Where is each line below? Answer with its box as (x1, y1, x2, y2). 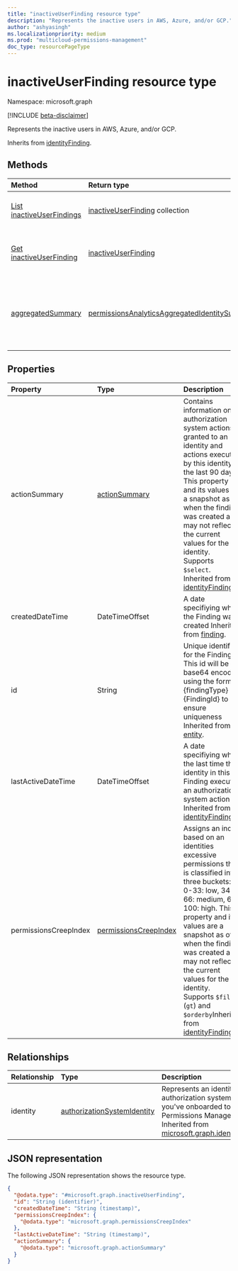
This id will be (183, 659, 229, 668)
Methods (7, 159, 48, 171)
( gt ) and (183, 1000, 211, 1010)
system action (183, 794, 230, 804)
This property (183, 476, 229, 486)
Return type (88, 180, 130, 190)
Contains (183, 396, 214, 406)
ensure (183, 702, 207, 712)
